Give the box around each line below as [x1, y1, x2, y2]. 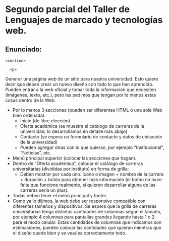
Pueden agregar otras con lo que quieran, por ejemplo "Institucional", [20, 144, 164, 150]
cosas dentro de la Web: [5, 97, 56, 103]
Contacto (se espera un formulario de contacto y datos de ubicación [20, 134, 162, 139]
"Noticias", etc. [20, 150, 51, 155]
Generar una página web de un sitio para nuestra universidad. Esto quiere [5, 76, 158, 82]
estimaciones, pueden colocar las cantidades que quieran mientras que [12, 225, 161, 230]
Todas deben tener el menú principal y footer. [12, 193, 107, 198]
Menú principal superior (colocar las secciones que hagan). [12, 155, 137, 161]
